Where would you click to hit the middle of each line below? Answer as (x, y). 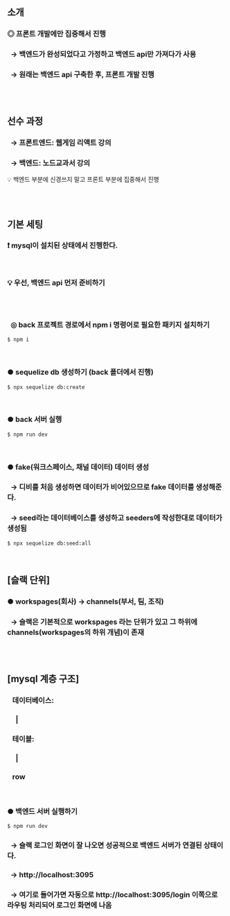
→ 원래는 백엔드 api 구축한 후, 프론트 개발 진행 (82, 75)
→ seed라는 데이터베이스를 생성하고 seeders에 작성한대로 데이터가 (116, 518)
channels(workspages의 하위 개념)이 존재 (76, 632)
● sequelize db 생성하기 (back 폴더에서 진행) (80, 372)
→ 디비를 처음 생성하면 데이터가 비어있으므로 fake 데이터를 (102, 487)
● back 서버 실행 (35, 420)
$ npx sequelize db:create (46, 387)
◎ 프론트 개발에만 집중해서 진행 (56, 34)
